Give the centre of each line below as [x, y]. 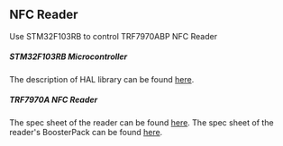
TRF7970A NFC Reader [54, 100]
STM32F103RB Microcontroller [68, 56]
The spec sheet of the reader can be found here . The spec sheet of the [141, 122]
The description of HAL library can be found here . [102, 79]
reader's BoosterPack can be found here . [86, 132]
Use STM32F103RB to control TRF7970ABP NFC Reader [114, 36]
